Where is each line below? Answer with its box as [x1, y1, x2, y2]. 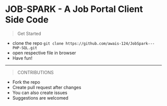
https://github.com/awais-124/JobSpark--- [65, 41, 155, 46]
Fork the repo [12, 79, 41, 85]
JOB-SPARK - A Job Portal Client [5, 3, 143, 15]
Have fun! [12, 55, 33, 61]
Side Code [5, 14, 49, 25]
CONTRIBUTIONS [17, 69, 54, 75]
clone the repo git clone [12, 40, 64, 46]
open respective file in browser [12, 50, 76, 56]
